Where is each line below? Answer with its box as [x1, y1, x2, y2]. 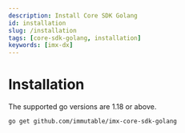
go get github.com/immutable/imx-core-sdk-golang [8, 117, 178, 126]
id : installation [8, 19, 66, 27]
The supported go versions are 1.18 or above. [8, 102, 157, 111]
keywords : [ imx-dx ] [8, 41, 74, 49]
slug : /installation [8, 26, 78, 34]
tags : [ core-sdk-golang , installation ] [8, 33, 142, 42]
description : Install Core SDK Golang [8, 11, 138, 20]
